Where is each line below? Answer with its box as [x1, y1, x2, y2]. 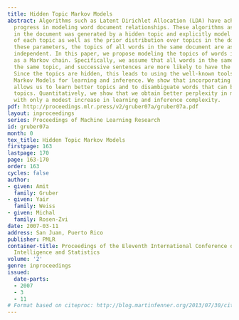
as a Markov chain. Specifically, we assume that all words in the [14, 57, 218, 64]
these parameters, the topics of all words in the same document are [14, 43, 224, 51]
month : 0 [7, 130, 33, 137]
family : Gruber [14, 190, 59, 197]
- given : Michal [7, 210, 55, 217]
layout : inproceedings [7, 110, 75, 117]
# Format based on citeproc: [7, 302, 94, 309]
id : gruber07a [7, 123, 50, 130]
